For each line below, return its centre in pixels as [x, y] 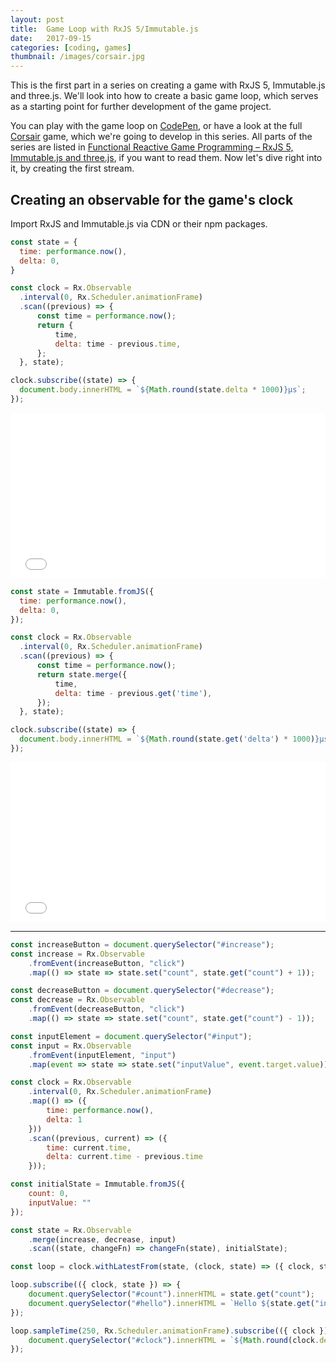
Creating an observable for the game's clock [152, 199]
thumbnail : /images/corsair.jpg [77, 57]
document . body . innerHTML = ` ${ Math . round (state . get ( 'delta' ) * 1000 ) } [169, 739]
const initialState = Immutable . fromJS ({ [98, 1184]
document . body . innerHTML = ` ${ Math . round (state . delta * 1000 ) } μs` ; [163, 390]
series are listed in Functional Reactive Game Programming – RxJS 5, [152, 147]
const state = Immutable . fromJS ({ [82, 591]
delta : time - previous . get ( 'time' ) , [133, 693]
